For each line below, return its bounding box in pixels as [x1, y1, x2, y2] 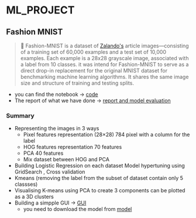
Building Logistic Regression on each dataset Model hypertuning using [14, 162, 185, 169]
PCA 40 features [23, 150, 64, 157]
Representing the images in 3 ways [14, 125, 99, 132]
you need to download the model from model [23, 206, 132, 213]
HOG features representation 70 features [23, 144, 122, 151]
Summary [6, 112, 35, 120]
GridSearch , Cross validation [14, 168, 85, 175]
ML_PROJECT [6, 4, 75, 17]
